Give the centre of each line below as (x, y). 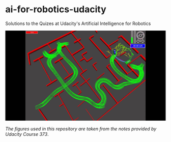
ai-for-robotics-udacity (56, 9)
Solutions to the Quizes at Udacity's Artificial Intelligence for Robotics (78, 23)
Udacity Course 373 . (27, 134)
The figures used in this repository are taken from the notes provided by (81, 129)
